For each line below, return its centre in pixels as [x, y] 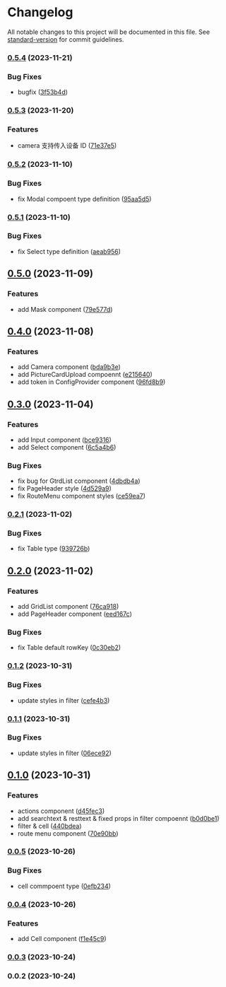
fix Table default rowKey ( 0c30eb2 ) [69, 648]
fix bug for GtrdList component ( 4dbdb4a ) [79, 481]
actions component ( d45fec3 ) [61, 811]
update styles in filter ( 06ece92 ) [64, 753]
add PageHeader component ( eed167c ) [75, 614]
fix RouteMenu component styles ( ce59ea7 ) [82, 496]
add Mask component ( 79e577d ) [65, 309]
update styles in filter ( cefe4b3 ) [64, 700]
